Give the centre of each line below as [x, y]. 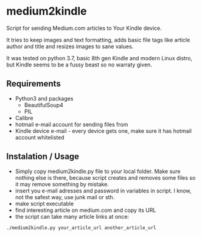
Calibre [24, 118]
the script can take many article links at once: [72, 216]
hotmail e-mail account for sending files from [71, 124]
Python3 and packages [44, 98]
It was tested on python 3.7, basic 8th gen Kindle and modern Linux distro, [99, 58]
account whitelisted [40, 137]
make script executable [44, 203]
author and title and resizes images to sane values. [70, 46]
